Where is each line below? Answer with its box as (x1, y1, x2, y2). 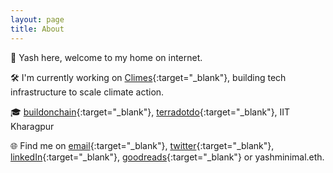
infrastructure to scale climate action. (10, 86, 165, 98)
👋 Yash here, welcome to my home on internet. (10, 51, 203, 63)
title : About (10, 24, 65, 34)
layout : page (10, 14, 65, 25)
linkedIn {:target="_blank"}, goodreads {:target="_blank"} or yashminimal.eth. (10, 151, 325, 163)
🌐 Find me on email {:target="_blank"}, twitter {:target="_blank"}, (10, 139, 275, 151)
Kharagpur (10, 120, 55, 132)
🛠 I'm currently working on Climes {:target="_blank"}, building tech (10, 71, 287, 83)
